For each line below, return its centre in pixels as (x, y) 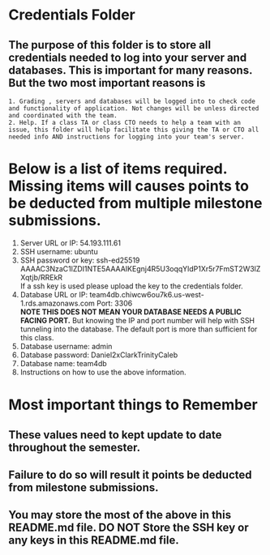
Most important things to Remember (133, 405)
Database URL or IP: (54, 294)
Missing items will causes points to (129, 186)
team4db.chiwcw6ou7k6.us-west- (146, 294)
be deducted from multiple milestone (135, 203)
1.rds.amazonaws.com (58, 303)
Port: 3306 (115, 303)
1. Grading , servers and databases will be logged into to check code (132, 101)
